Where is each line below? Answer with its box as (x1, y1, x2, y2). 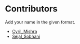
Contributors (5, 3, 58, 14)
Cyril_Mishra (12, 28, 37, 34)
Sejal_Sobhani (12, 33, 40, 39)
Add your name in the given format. (5, 19, 76, 25)
